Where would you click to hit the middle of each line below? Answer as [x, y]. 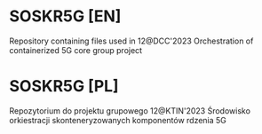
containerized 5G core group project [76, 50]
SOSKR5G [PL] [64, 87]
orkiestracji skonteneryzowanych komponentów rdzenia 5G [118, 120]
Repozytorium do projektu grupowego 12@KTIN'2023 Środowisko [130, 110]
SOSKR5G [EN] [65, 16]
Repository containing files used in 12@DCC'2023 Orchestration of [131, 41]
